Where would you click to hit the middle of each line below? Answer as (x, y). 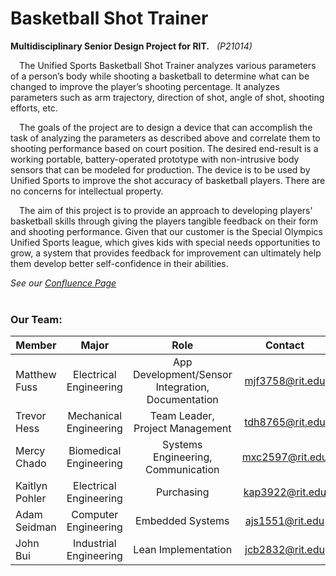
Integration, (182, 387)
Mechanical (95, 416)
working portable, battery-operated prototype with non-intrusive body (155, 159)
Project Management (182, 429)
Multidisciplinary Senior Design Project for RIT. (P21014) (131, 46)
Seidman (36, 527)
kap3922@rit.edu (285, 492)
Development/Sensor (182, 375)
